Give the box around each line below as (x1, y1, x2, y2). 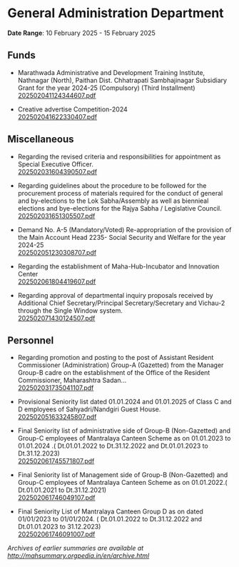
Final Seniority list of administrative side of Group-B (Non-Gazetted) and (17, 426, 230, 435)
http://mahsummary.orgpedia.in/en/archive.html (7, 551, 150, 560)
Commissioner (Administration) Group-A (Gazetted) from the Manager (17, 361, 224, 369)
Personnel (7, 334, 54, 346)
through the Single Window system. (17, 306, 123, 315)
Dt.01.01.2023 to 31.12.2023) (17, 523, 101, 531)
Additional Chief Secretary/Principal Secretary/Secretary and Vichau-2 (17, 298, 225, 307)
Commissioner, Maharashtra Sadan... (17, 376, 127, 385)
